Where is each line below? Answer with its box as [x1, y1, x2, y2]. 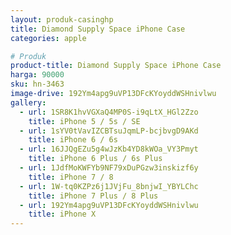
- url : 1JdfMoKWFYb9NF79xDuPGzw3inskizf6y [19, 163, 199, 173]
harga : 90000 [10, 70, 65, 80]
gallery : [10, 97, 47, 108]
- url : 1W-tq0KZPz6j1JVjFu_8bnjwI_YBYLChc [19, 181, 199, 191]
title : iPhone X [28, 209, 97, 220]
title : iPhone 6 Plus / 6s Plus [28, 154, 163, 164]
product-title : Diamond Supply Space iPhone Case [10, 61, 222, 71]
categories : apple [10, 33, 87, 43]
